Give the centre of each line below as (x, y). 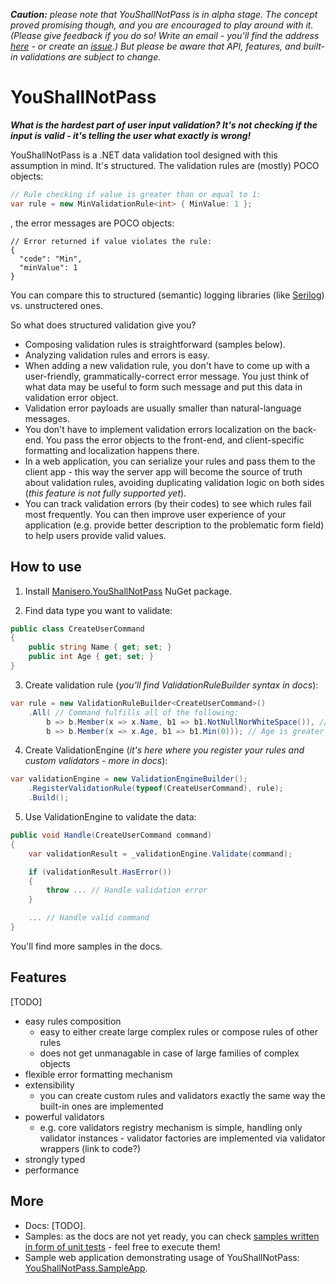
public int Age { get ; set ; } (91, 657)
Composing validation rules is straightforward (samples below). (155, 344)
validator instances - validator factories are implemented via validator (182, 1138)
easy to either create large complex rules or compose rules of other (179, 1031)
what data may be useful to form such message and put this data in (163, 386)
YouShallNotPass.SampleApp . (86, 1268)
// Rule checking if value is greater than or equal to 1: (136, 194)
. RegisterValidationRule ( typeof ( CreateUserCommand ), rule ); (156, 789)
